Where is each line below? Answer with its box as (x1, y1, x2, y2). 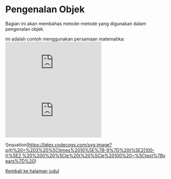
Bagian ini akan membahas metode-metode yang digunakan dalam (5, 20, 146, 27)
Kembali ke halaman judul (5, 168, 59, 174)
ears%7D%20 (5, 158, 35, 164)
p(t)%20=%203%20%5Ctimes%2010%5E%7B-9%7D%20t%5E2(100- (5, 147, 155, 153)
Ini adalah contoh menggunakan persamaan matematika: (5, 36, 125, 42)
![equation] (5, 142, 29, 148)
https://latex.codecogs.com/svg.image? (28, 142, 112, 148)
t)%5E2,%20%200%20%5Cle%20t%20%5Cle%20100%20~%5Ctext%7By (5, 152, 166, 159)
